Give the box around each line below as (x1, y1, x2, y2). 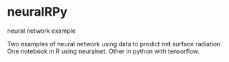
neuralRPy (7, 4, 67, 20)
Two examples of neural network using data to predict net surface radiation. (7, 40, 222, 48)
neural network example (7, 27, 76, 35)
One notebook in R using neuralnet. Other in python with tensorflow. (7, 47, 200, 55)
